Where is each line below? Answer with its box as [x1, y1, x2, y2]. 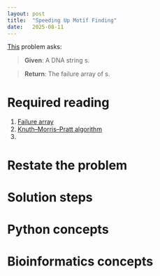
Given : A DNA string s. [24, 56, 90, 65]
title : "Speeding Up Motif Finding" [7, 17, 117, 24]
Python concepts [7, 221, 110, 237]
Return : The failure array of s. [24, 70, 110, 78]
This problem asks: [7, 43, 62, 51]
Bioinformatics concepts [7, 254, 154, 270]
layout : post [7, 10, 45, 18]
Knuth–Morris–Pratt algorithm [17, 125, 103, 133]
